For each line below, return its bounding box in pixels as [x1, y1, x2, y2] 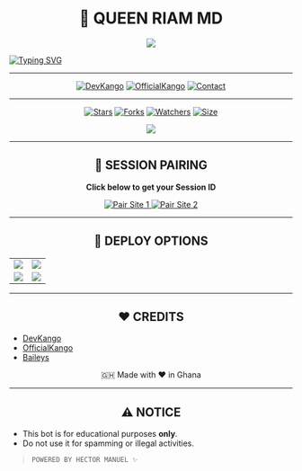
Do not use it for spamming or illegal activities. [22, 438, 195, 449]
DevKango [22, 333, 62, 344]
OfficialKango [22, 342, 74, 353]
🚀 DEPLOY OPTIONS [93, 234, 209, 249]
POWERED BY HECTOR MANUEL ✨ [31, 456, 138, 465]
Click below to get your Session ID [85, 182, 217, 192]
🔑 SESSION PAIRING [93, 157, 209, 173]
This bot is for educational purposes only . [22, 429, 178, 440]
